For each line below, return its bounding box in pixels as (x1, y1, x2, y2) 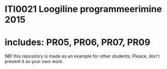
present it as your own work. (5, 59, 64, 65)
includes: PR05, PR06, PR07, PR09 (5, 37, 151, 48)
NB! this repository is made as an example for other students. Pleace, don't (5, 53, 160, 59)
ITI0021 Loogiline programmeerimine (5, 3, 162, 15)
